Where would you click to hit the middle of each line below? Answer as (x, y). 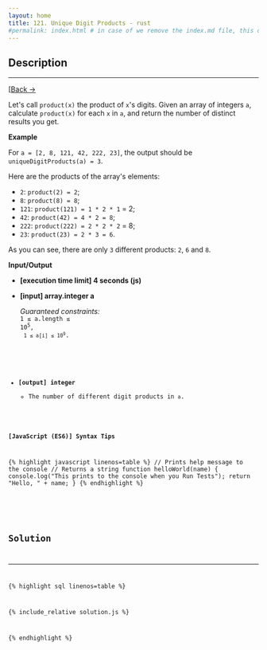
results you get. (34, 122)
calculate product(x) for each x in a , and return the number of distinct (122, 113)
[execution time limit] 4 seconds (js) (80, 280)
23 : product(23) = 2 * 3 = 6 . (67, 234)
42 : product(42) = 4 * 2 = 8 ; (67, 217)
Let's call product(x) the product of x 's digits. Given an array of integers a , (130, 105)
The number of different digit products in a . (106, 397)
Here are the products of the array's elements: (84, 177)
